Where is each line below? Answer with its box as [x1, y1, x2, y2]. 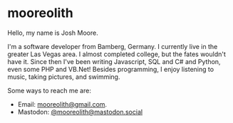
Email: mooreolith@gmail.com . [17, 100, 108, 108]
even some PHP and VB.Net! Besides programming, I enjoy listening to [7, 65, 214, 73]
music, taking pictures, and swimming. [7, 73, 120, 81]
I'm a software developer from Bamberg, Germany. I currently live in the [7, 42, 218, 50]
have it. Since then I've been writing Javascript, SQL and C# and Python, [7, 57, 221, 65]
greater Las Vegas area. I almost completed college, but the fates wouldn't [7, 50, 227, 58]
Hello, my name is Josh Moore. [7, 28, 98, 37]
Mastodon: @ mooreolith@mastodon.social [17, 107, 143, 116]
